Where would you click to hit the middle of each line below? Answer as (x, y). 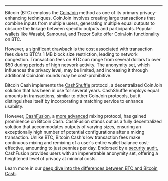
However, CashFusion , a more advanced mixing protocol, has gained (76, 116)
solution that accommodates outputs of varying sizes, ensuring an (73, 127)
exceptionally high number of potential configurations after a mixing (75, 132)
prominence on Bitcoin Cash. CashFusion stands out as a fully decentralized (84, 121)
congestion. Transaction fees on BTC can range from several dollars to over (83, 60)
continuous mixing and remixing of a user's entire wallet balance (72, 142)
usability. (14, 106)
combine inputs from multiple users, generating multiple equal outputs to (80, 23)
